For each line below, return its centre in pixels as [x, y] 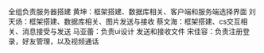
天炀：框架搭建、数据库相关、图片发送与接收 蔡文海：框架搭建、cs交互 [124, 21]
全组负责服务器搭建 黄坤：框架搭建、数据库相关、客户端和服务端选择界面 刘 [132, 11]
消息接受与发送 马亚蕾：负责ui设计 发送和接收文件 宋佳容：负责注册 [132, 31]
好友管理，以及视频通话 [60, 41]
